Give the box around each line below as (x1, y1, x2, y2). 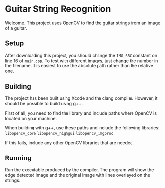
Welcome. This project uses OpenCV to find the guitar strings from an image (5, 20, 161, 26)
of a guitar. (5, 25, 27, 31)
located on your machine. (5, 115, 57, 121)
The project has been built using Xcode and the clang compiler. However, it (5, 95, 158, 101)
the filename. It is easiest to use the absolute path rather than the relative (5, 63, 154, 68)
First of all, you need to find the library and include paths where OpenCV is (5, 110, 157, 116)
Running (5, 154, 32, 162)
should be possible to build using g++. (5, 100, 83, 106)
